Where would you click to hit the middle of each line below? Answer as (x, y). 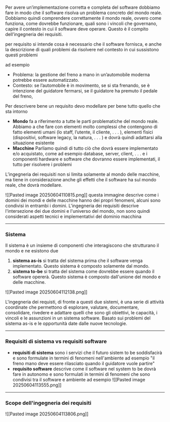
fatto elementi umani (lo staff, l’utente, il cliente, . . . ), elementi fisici (83, 132)
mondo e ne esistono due (32, 251)
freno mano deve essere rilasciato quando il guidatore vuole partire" (84, 363)
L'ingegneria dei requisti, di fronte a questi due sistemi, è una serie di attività (85, 302)
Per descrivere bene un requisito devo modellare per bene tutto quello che (83, 106)
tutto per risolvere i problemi (42, 164)
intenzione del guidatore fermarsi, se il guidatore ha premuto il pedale (85, 91)
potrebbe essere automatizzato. (46, 80)
